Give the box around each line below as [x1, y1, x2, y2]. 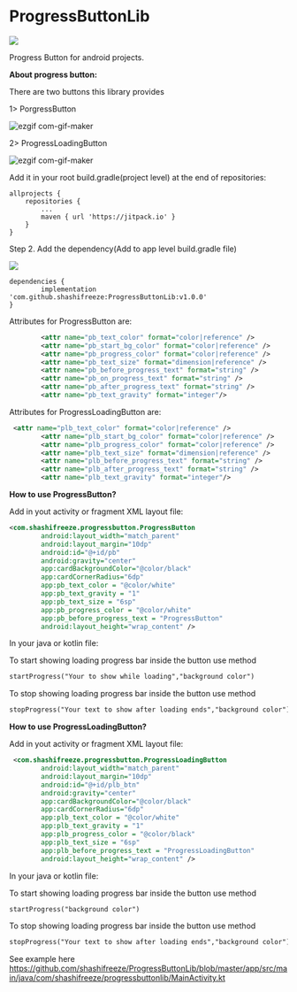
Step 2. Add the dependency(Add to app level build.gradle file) [9, 243, 237, 254]
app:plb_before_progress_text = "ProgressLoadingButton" [41, 846, 255, 855]
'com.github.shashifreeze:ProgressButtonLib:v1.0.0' [9, 292, 208, 302]
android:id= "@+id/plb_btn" [41, 781, 141, 789]
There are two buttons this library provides [9, 86, 165, 96]
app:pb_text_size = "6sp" [41, 597, 137, 606]
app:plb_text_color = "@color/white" [41, 813, 179, 822]
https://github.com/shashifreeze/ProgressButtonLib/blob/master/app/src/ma [9, 963, 288, 974]
